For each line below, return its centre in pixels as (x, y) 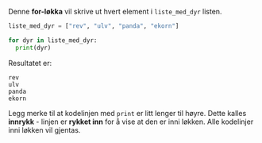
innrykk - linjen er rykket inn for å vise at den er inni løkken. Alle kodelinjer (131, 122)
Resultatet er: (30, 63)
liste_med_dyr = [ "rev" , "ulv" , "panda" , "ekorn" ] (94, 26)
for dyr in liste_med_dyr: (53, 40)
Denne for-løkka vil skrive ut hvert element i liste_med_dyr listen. (115, 12)
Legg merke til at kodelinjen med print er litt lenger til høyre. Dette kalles (127, 113)
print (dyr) (33, 48)
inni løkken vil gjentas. (44, 129)
